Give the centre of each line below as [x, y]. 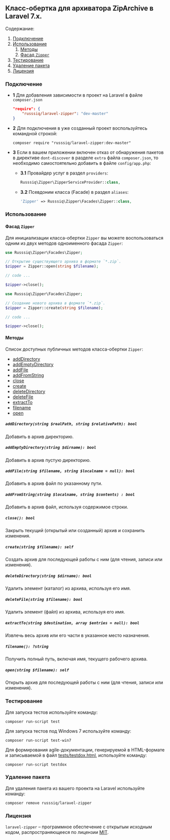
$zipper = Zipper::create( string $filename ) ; [54, 308]
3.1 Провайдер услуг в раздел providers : [64, 173]
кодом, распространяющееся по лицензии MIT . [57, 832]
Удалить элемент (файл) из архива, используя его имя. [65, 612]
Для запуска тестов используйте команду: [52, 712]
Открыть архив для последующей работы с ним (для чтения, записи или [84, 683]
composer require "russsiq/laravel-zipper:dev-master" [72, 143]
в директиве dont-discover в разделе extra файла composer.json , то [86, 158]
